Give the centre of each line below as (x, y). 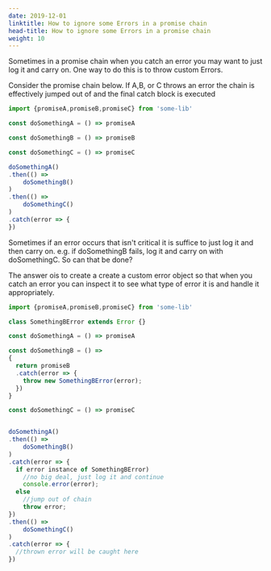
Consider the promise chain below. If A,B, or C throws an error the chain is (132, 85)
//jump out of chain (57, 500)
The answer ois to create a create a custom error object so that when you (130, 275)
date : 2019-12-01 (38, 16)
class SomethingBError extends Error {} (77, 322)
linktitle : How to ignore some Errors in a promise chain (108, 23)
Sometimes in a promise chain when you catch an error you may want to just (135, 61)
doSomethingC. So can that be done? (71, 260)
